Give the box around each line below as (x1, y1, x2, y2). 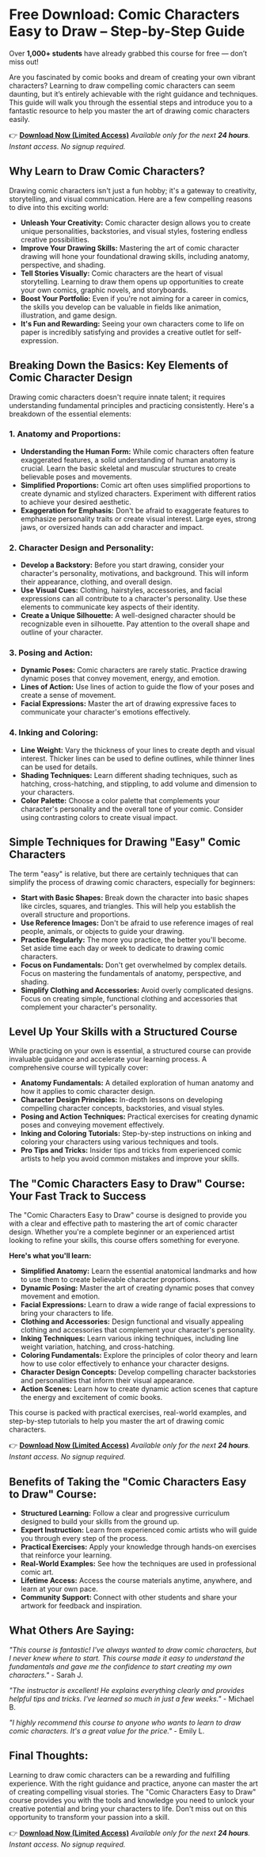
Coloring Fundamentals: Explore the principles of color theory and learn (20, 1351, 258, 1360)
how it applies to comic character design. (20, 1087, 156, 1096)
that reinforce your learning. (20, 1550, 112, 1560)
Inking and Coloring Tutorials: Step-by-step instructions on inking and (20, 1129, 252, 1138)
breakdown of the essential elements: (9, 409, 131, 418)
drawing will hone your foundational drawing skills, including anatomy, (20, 251, 250, 261)
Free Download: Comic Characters (9, 6, 240, 24)
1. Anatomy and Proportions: (9, 429, 121, 440)
